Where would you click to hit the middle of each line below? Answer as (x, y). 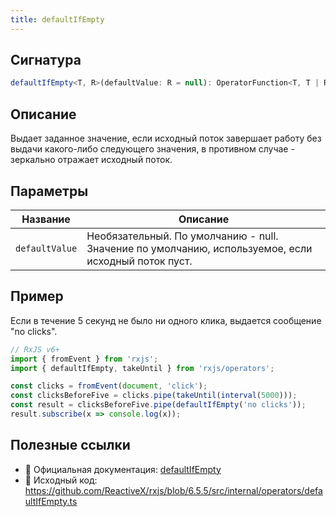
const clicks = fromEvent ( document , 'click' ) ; (109, 386)
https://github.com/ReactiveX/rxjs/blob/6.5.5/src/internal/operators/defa (173, 490)
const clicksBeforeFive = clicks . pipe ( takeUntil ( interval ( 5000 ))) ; (154, 396)
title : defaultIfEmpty (57, 19)
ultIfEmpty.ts (51, 501)
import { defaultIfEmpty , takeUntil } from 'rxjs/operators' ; (142, 368)
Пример (37, 296)
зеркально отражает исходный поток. (91, 160)
